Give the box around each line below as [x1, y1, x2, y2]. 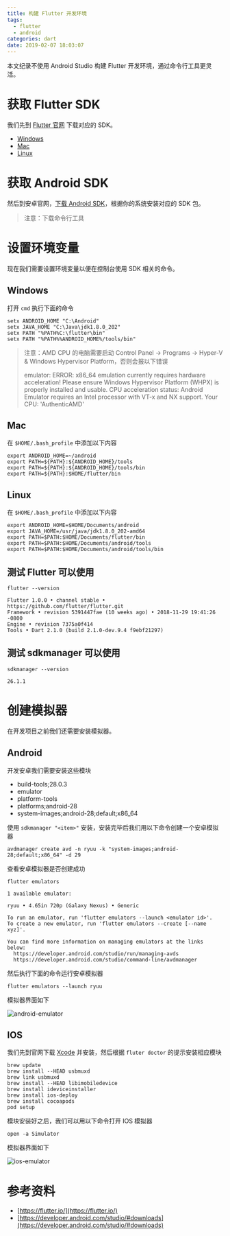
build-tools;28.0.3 [16, 780, 68, 788]
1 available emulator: [7, 890, 72, 897]
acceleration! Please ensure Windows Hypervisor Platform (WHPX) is [23, 378, 220, 386]
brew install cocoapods [7, 1098, 75, 1105]
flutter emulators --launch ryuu [7, 983, 103, 990]
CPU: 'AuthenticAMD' [23, 399, 84, 408]
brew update [7, 1062, 41, 1069]
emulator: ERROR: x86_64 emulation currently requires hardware [23, 371, 206, 379]
